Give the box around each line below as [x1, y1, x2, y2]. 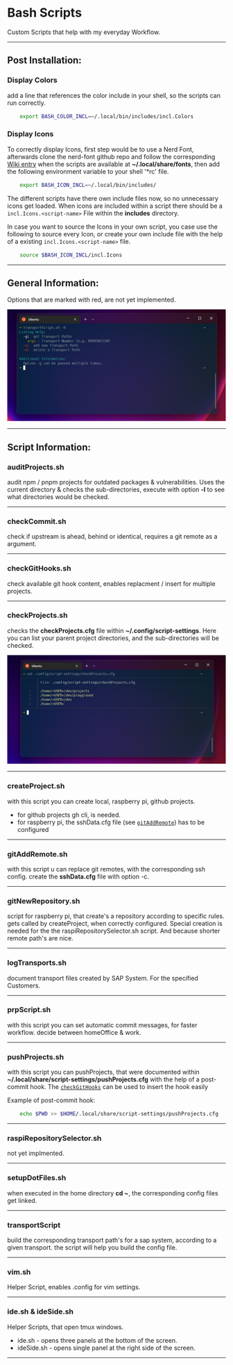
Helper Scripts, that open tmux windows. [7, 1323, 124, 1331]
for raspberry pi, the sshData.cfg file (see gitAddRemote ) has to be [17, 818, 205, 826]
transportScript [7, 1220, 61, 1229]
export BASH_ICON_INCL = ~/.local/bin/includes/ [19, 181, 157, 188]
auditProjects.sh [7, 462, 64, 472]
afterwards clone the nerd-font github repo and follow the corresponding [7, 152, 216, 161]
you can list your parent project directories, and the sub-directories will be [7, 634, 220, 642]
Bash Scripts [7, 5, 82, 21]
